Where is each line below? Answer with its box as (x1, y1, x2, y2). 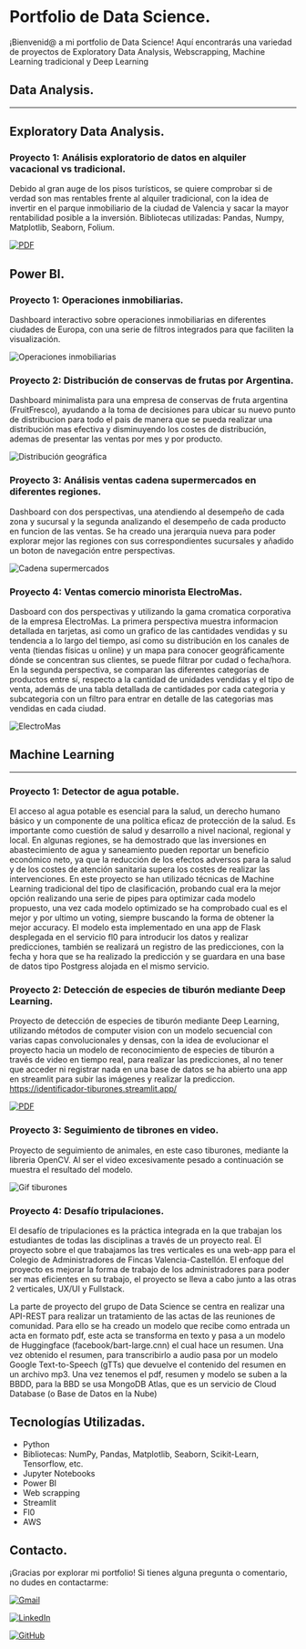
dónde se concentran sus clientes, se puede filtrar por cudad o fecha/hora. (9, 655, 291, 666)
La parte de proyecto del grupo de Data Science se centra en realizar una (9, 1302, 285, 1312)
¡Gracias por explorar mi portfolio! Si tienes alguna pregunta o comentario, (9, 1567, 289, 1578)
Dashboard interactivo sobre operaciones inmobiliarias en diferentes (9, 315, 267, 326)
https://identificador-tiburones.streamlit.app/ (9, 1084, 178, 1094)
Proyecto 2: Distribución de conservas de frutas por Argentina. (9, 374, 294, 387)
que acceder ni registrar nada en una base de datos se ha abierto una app (9, 1064, 288, 1075)
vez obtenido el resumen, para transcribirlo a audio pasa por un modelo (9, 1350, 279, 1361)
